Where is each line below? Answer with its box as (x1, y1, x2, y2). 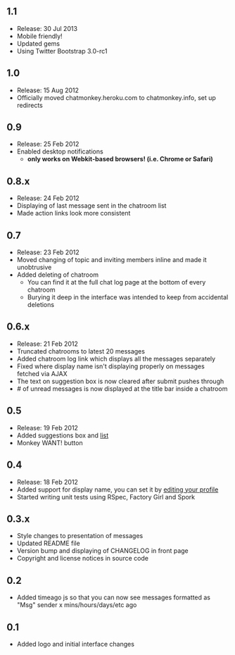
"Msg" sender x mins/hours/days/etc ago (16, 601, 137, 609)
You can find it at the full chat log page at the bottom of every (27, 278, 206, 287)
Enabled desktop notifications (16, 147, 103, 156)
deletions (27, 301, 54, 309)
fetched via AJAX (16, 369, 68, 378)
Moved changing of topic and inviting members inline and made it (16, 256, 207, 264)
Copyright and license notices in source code (16, 554, 149, 563)
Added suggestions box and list (16, 431, 109, 439)
